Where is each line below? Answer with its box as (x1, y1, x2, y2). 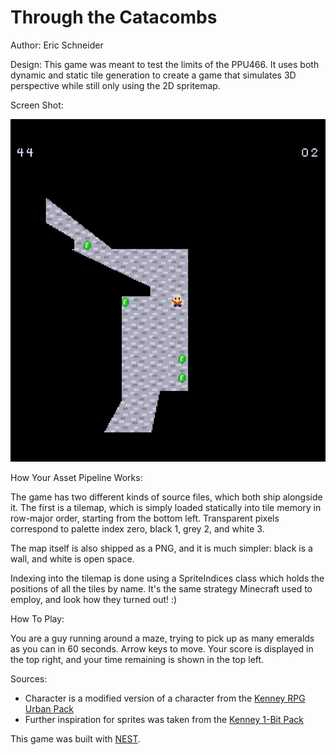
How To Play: (10, 613, 65, 625)
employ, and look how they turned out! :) (10, 594, 178, 606)
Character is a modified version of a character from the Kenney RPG (24, 692, 306, 705)
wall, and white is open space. (10, 553, 135, 565)
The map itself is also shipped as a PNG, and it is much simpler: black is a (10, 542, 313, 555)
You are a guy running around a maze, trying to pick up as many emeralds (10, 632, 315, 645)
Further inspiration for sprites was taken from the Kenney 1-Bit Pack (24, 714, 304, 726)
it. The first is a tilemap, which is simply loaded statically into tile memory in (10, 502, 322, 514)
